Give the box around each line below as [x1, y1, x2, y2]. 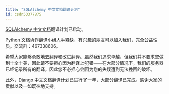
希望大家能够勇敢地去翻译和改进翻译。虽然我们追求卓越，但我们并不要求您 [5, 53, 159, 60]
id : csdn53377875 [5, 12, 42, 17]
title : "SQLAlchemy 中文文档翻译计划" [5, 7, 80, 12]
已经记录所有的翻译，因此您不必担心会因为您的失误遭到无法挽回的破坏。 [5, 66, 155, 72]
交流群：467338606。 [14, 43, 61, 49]
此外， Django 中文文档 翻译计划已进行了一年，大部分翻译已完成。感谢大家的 [5, 77, 162, 83]
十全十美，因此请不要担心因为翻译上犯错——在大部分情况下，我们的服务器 [9, 60, 164, 66]
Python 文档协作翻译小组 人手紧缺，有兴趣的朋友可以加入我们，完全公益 [5, 37, 153, 43]
